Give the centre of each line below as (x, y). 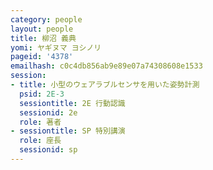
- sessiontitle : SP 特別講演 (68, 131)
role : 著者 (40, 122)
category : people (46, 19)
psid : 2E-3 (42, 94)
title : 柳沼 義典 (43, 38)
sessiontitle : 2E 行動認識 (72, 103)
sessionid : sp (48, 150)
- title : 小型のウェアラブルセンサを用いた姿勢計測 (105, 85)
